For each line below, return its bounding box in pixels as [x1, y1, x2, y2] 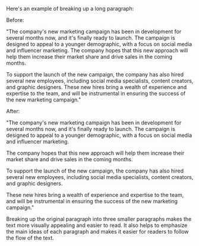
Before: [6, 17, 24, 23]
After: [6, 108, 20, 114]
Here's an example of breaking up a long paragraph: [6, 5, 134, 12]
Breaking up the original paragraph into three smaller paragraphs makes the [6, 216, 192, 222]
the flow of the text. [6, 234, 55, 241]
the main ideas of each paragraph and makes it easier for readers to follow [6, 228, 189, 235]
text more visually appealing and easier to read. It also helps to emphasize [6, 222, 188, 229]
